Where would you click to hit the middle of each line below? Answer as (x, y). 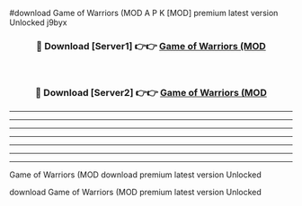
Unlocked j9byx (38, 22)
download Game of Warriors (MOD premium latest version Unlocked (136, 192)
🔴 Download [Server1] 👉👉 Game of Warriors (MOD (151, 46)
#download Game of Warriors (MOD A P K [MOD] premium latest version (144, 13)
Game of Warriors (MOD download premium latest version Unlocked (136, 175)
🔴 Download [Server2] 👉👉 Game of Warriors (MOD (151, 93)
